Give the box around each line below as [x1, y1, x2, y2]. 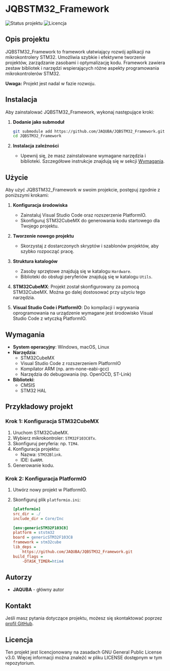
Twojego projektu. [20, 223, 59, 229]
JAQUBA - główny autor [12, 586, 64, 593]
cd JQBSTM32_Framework [12, 133, 62, 139]
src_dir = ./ [12, 511, 41, 516]
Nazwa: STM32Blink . [20, 451, 63, 457]
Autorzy [5, 573, 32, 582]
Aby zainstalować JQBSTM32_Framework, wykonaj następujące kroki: [5, 109, 155, 115]
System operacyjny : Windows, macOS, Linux [12, 343, 109, 350]
